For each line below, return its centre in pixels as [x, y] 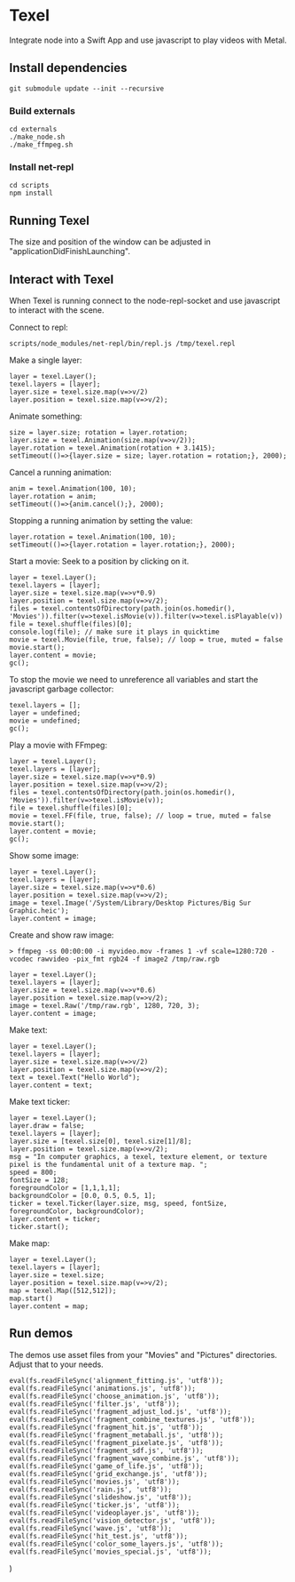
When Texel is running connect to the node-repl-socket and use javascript [145, 300]
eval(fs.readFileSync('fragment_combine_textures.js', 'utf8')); [132, 1419]
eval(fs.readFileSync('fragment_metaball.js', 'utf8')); [116, 1435]
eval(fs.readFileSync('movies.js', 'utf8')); [94, 1482]
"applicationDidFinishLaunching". [70, 252]
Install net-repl [42, 167]
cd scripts [29, 186]
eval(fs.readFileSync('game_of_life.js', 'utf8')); [106, 1466]
